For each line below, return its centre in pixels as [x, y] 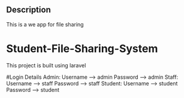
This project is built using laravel [46, 65]
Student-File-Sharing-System [82, 49]
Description [28, 10]
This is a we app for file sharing [45, 24]
